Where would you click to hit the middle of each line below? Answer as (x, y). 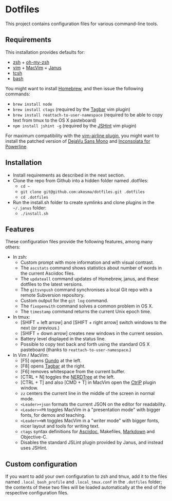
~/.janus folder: (30, 208)
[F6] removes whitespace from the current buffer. (73, 372)
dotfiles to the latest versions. (52, 284)
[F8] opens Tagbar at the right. (53, 366)
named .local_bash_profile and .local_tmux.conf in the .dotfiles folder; (84, 482)
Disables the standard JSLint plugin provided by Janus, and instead (92, 442)
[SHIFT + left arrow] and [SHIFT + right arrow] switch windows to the (93, 322)
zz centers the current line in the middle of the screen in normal (88, 393)
